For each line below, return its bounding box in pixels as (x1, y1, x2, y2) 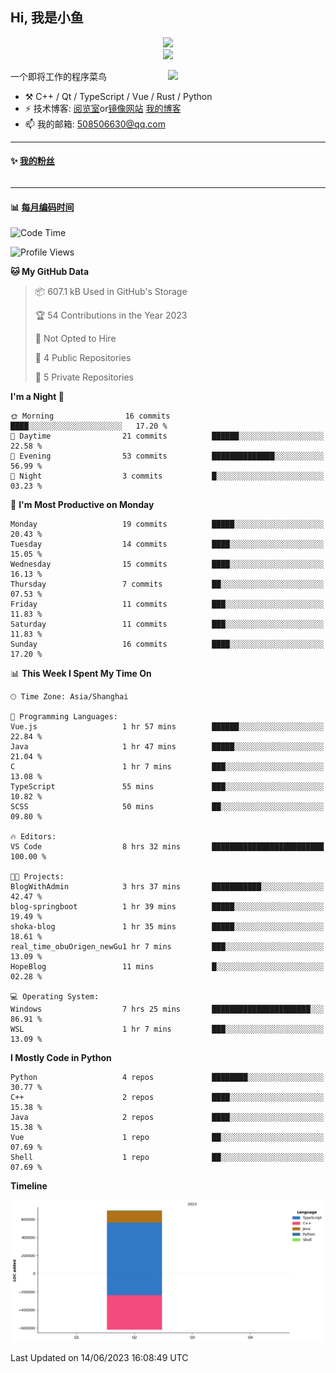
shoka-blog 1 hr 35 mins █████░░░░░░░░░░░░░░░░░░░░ (10, 922, 325, 932)
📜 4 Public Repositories (34, 352, 132, 364)
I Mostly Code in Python (10, 1052, 112, 1064)
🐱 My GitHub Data (10, 266, 90, 278)
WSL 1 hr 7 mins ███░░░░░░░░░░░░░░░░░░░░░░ (10, 1024, 325, 1035)
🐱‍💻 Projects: (10, 872, 65, 882)
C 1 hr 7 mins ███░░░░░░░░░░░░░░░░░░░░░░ (10, 762, 325, 772)
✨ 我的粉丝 (10, 155, 55, 167)
